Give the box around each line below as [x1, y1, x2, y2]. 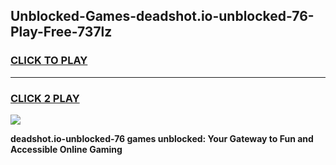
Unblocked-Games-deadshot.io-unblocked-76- [10, 8, 315, 25]
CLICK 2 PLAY [10, 91, 80, 105]
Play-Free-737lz [10, 24, 113, 41]
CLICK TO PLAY [10, 54, 88, 68]
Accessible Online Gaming [10, 143, 123, 155]
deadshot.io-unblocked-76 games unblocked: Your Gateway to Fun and [10, 132, 314, 144]
